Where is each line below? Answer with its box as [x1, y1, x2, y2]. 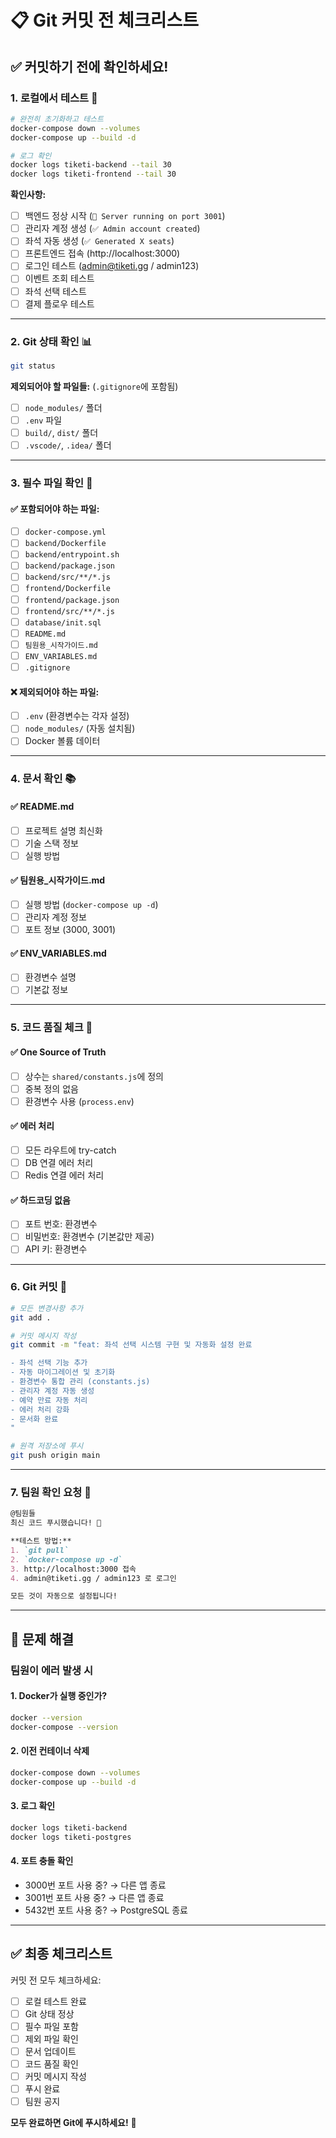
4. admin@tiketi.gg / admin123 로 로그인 [10, 1573, 177, 1583]
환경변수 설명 [24, 971, 77, 983]
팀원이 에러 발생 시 [10, 1663, 94, 1677]
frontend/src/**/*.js [24, 606, 115, 616]
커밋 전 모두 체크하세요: [10, 1974, 102, 1986]
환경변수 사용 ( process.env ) [24, 1095, 135, 1107]
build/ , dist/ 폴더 [24, 426, 99, 438]
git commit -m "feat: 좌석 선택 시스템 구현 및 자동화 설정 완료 [10, 1340, 253, 1350]
